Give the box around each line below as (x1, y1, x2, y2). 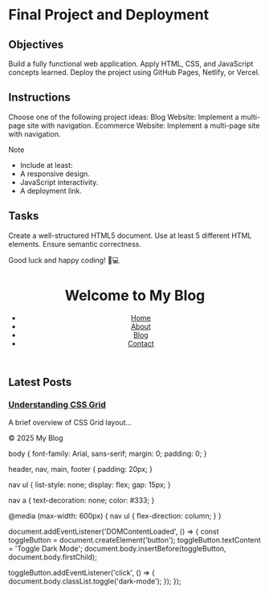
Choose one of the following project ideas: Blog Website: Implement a (8, 112, 239, 121)
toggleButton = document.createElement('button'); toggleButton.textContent (8, 535, 261, 544)
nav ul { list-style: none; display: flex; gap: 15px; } (8, 480, 171, 490)
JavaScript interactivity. (19, 177, 99, 186)
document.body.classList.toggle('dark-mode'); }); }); (8, 576, 182, 586)
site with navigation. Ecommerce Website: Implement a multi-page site (26, 121, 260, 130)
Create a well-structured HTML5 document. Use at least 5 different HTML (8, 231, 252, 240)
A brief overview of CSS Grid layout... (8, 417, 132, 427)
